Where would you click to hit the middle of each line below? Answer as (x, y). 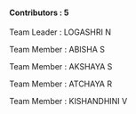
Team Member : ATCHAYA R (61, 84)
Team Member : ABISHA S (57, 50)
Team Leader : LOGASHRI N (60, 32)
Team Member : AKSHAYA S (61, 67)
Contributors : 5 (39, 12)
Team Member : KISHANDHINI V (68, 102)
